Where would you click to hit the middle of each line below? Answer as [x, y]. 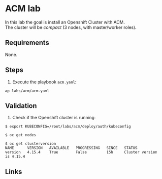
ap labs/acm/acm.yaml [27, 91]
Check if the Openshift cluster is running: [54, 118]
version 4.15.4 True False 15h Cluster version [81, 153]
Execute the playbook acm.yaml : [44, 82]
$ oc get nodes [21, 135]
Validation [21, 106]
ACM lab [23, 9]
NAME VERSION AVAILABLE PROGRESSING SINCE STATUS [71, 148]
